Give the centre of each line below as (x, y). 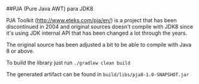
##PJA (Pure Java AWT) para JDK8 (50, 9)
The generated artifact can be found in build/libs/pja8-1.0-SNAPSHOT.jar (98, 74)
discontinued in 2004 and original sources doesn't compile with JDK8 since (100, 27)
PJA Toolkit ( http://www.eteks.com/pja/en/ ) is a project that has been (91, 20)
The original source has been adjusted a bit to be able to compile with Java (99, 45)
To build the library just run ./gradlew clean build (68, 63)
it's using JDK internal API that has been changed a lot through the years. (97, 33)
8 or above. (20, 51)
